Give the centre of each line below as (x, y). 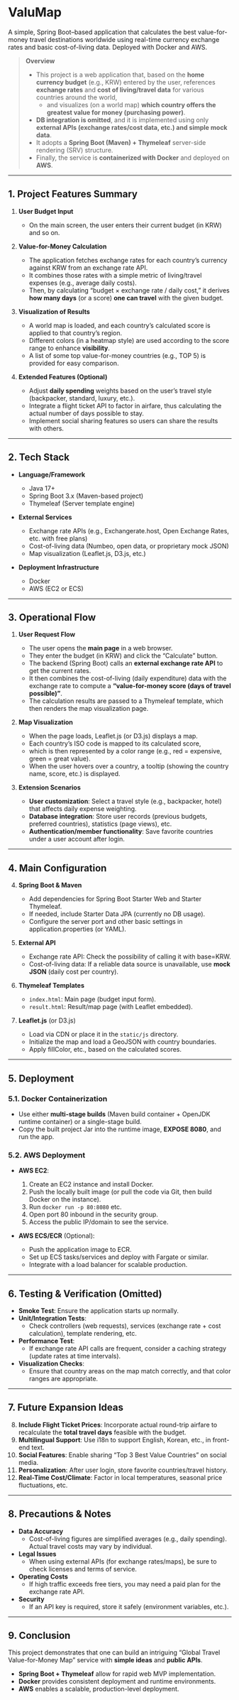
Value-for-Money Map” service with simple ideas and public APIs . (105, 1660)
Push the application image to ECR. (80, 1250)
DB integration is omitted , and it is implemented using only (122, 120)
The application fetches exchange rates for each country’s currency (128, 260)
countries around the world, (77, 97)
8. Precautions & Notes (60, 1514)
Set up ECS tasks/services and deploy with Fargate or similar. (118, 1257)
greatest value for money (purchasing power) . (116, 112)
